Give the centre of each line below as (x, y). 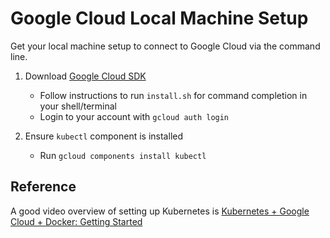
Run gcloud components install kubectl (123, 155)
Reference (43, 187)
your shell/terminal (78, 106)
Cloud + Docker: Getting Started (76, 221)
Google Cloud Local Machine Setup (159, 18)
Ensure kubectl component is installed (103, 136)
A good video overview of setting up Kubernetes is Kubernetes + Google (160, 211)
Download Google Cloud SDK (85, 76)
